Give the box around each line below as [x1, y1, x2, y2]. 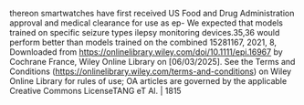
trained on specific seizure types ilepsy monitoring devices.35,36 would [9, 27, 280, 37]
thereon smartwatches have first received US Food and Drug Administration [9, 8, 295, 18]
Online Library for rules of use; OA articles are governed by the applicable [9, 76, 288, 86]
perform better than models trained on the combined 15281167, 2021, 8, [9, 37, 277, 47]
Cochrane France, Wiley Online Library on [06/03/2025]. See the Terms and [9, 57, 296, 67]
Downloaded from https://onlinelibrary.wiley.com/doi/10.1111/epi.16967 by [9, 47, 283, 58]
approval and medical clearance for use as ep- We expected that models [9, 17, 283, 28]
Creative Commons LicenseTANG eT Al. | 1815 [9, 86, 182, 96]
